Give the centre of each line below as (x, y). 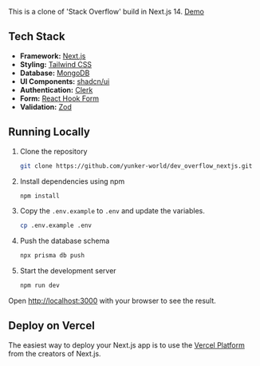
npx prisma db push (52, 256)
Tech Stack (37, 36)
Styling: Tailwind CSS (56, 64)
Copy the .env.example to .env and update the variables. (112, 211)
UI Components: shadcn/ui (65, 81)
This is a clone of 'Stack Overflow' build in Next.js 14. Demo (106, 12)
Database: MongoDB (55, 73)
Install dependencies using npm (72, 181)
